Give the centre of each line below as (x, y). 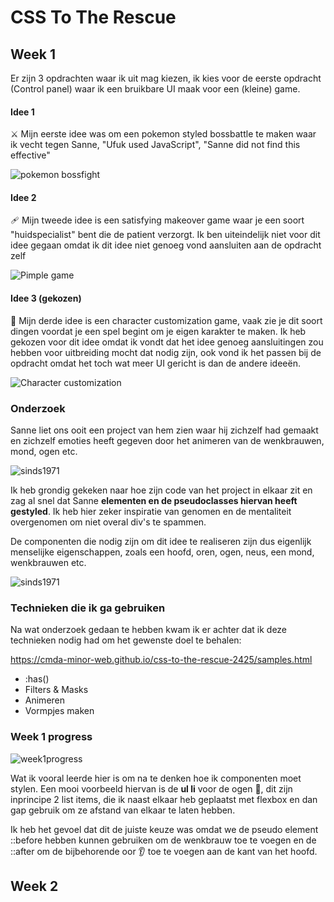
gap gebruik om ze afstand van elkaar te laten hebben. (123, 810)
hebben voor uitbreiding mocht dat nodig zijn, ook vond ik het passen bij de (166, 352)
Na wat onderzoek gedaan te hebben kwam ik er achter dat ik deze (149, 630)
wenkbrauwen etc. (48, 562)
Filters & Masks (56, 690)
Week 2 (34, 886)
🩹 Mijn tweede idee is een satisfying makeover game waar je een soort (157, 220)
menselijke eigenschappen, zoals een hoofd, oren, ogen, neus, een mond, (162, 552)
